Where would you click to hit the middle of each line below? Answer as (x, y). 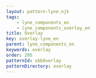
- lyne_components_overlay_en (54, 28)
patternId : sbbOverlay (34, 60)
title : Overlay (25, 33)
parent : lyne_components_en (40, 45)
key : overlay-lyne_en (32, 39)
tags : (13, 17)
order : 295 (19, 55)
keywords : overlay (28, 50)
